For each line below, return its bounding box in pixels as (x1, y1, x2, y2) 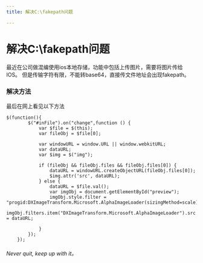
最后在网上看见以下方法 (6, 102, 65, 110)
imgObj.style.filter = (49, 194, 107, 200)
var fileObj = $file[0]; (38, 130, 101, 136)
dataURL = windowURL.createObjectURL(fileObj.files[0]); (49, 167, 196, 173)
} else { (38, 178, 61, 184)
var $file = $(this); (38, 125, 94, 131)
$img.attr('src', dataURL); (49, 173, 120, 179)
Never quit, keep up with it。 (6, 250, 77, 258)
